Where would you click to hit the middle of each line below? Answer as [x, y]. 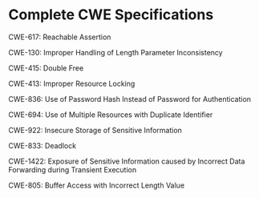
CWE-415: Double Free [46, 68]
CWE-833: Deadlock [42, 145]
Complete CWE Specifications [111, 15]
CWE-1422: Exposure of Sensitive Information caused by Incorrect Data [127, 161]
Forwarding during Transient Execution [73, 169]
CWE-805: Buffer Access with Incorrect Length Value [97, 185]
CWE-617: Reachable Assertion [60, 37]
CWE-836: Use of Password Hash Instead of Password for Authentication [129, 99]
